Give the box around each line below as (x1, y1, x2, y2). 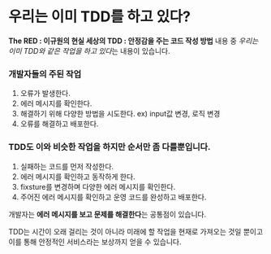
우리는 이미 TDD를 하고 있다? (8, 7, 191, 26)
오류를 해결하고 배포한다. (19, 119, 99, 129)
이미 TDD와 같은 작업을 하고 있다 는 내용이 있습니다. (8, 46, 170, 55)
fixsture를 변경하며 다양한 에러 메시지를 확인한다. (19, 182, 176, 191)
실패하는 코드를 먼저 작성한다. (19, 161, 114, 171)
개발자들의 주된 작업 (8, 68, 82, 80)
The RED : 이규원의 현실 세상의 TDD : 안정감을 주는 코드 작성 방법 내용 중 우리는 (8, 36, 259, 46)
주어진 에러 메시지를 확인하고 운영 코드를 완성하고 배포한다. (19, 192, 207, 202)
